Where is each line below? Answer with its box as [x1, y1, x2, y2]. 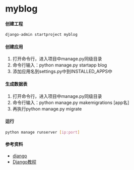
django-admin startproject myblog [5, 32, 78, 37]
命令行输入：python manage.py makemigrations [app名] [12, 99, 129, 105]
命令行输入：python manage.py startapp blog [12, 62, 107, 68]
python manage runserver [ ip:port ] [5, 130, 80, 135]
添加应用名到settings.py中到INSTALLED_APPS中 [12, 69, 112, 75]
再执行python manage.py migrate [12, 105, 82, 111]
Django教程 [12, 158, 37, 164]
